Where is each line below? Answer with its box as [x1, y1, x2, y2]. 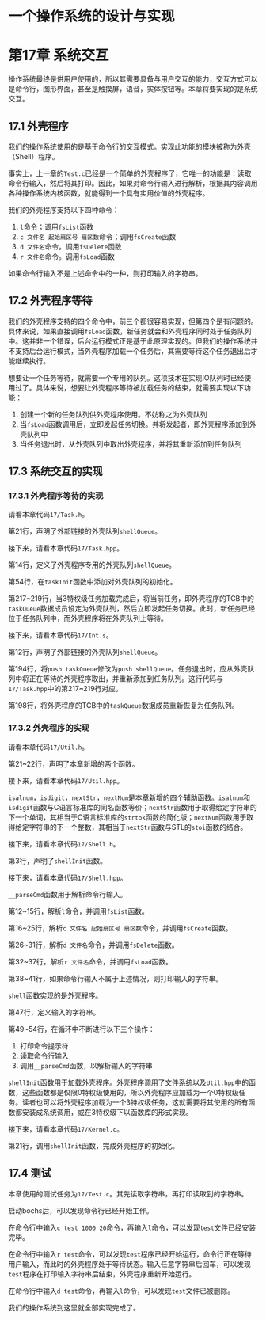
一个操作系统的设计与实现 [8, 7, 176, 25]
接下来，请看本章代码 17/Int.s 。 [8, 630, 113, 640]
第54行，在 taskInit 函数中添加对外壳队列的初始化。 [8, 577, 177, 587]
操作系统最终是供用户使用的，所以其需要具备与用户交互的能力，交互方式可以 [8, 74, 258, 84]
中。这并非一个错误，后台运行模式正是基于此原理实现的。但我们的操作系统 [8, 336, 251, 345]
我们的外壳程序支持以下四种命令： [8, 205, 120, 215]
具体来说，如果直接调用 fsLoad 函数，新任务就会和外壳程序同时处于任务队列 [8, 326, 252, 336]
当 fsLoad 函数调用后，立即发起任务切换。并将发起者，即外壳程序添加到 [19, 419, 249, 428]
